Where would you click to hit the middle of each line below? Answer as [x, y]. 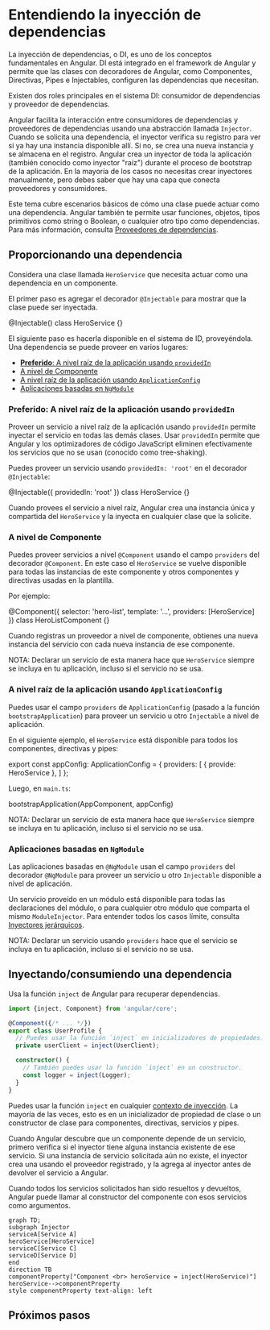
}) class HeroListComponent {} [59, 620]
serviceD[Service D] [43, 1255]
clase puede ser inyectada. [53, 307]
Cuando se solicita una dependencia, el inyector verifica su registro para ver [135, 137]
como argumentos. [39, 1205]
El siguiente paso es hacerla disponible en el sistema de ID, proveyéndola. [131, 338]
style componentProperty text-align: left [80, 1291]
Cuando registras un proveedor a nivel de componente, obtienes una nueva [133, 636]
